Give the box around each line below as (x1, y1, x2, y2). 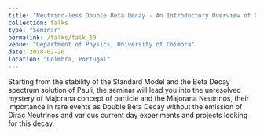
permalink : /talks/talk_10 (8, 33, 97, 42)
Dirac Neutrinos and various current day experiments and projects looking (8, 110, 248, 119)
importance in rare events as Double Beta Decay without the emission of (8, 101, 243, 111)
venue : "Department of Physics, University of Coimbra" (8, 41, 195, 49)
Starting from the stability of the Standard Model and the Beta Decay (8, 76, 230, 86)
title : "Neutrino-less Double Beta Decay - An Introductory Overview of (8, 11, 251, 20)
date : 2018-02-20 (8, 48, 65, 56)
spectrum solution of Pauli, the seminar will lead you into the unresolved (8, 85, 241, 94)
